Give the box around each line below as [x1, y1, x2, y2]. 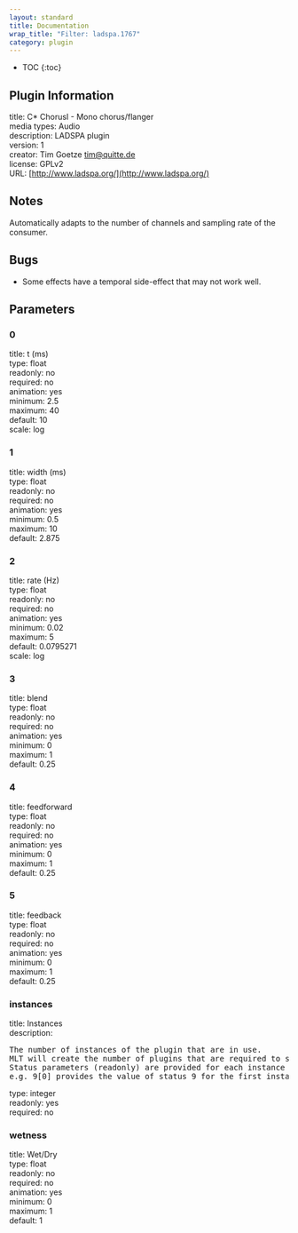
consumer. [9, 227, 49, 237]
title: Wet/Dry [9, 1149, 58, 1160]
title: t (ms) [9, 348, 49, 360]
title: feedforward [9, 801, 73, 812]
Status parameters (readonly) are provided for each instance [9, 1062, 286, 1073]
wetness [9, 1129, 47, 1142]
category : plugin [9, 37, 74, 47]
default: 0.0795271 [9, 640, 77, 651]
